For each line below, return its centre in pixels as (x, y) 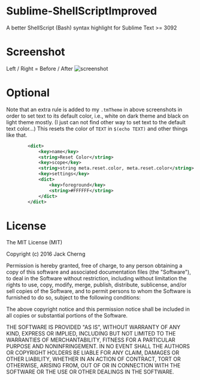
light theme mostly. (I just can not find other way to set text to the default (96, 122)
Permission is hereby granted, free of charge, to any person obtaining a (94, 266)
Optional (28, 93)
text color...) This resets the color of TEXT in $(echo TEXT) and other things (97, 128)
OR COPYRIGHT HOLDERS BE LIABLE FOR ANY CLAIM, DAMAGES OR (93, 353)
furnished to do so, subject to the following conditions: (73, 298)
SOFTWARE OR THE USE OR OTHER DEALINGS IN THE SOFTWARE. (90, 372)
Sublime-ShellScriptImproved (82, 11)
